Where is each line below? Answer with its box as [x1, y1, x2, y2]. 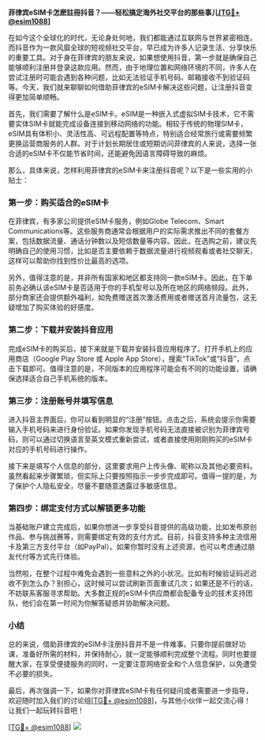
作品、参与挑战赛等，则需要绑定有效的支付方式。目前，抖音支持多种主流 [8, 532, 243, 541]
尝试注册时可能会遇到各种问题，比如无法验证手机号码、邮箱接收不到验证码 [8, 73, 250, 82]
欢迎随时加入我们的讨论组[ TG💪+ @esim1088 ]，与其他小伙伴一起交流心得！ [8, 696, 251, 705]
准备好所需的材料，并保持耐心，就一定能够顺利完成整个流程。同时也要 [21, 649, 250, 659]
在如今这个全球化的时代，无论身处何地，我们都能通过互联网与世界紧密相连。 [8, 33, 257, 42]
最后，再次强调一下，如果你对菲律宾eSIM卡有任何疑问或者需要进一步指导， [8, 686, 253, 696]
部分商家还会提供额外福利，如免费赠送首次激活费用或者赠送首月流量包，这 [8, 293, 250, 302]
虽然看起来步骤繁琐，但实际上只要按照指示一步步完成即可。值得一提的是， [8, 471, 250, 480]
